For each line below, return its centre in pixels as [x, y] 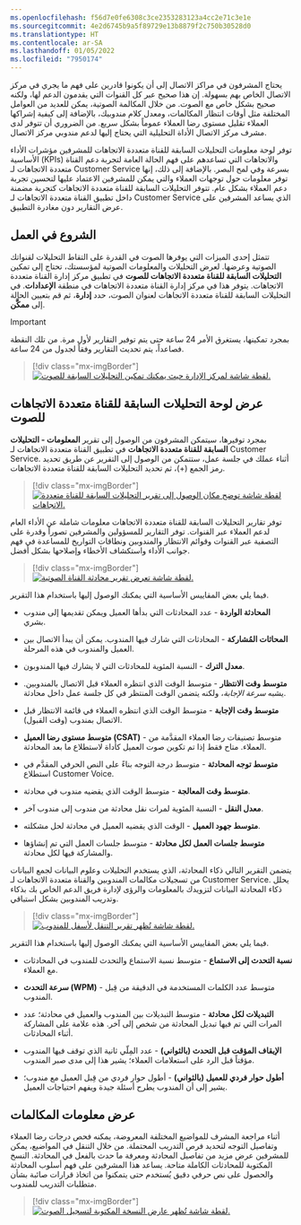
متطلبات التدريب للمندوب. [54, 1184]
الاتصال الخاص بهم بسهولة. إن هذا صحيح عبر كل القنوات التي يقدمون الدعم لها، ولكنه [150, 94]
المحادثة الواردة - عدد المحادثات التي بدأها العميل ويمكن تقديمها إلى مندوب [147, 612]
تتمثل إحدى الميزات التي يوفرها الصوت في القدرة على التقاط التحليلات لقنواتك [140, 256]
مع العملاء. [40, 969]
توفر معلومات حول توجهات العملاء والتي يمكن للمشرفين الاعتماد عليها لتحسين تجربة [149, 178]
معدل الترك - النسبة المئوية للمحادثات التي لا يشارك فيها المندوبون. [134, 665]
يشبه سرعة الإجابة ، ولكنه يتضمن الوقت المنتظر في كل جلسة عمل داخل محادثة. [155, 692]
